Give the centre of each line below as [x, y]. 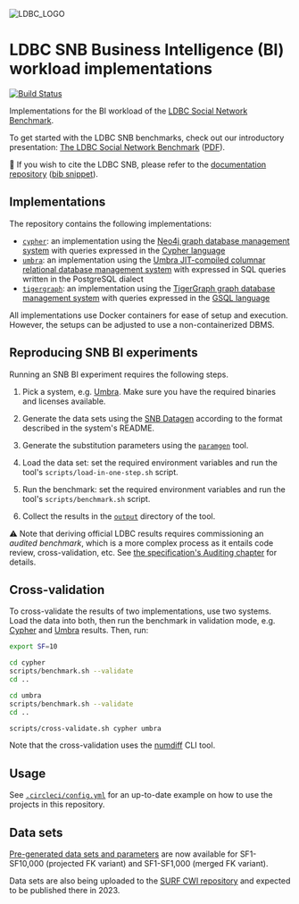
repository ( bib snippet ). [54, 173]
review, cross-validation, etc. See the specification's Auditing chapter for [143, 552]
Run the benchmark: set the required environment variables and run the [154, 489]
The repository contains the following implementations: [111, 223]
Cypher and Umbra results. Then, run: [79, 631]
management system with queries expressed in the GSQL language [146, 297]
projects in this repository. [57, 805]
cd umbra [25, 695]
